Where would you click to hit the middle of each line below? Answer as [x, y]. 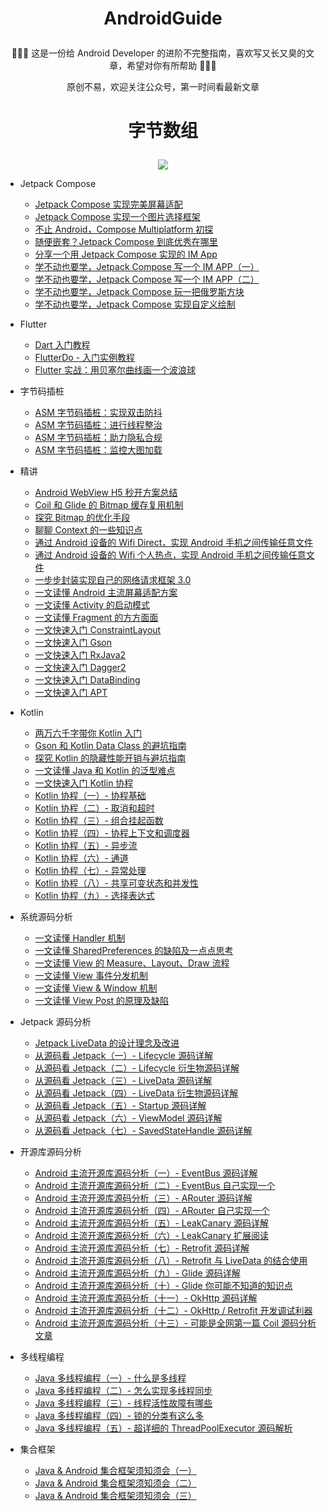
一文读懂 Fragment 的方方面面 [96, 618]
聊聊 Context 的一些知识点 [88, 530]
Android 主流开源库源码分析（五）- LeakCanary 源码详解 [152, 1223]
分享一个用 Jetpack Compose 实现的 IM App [126, 254]
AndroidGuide [163, 18]
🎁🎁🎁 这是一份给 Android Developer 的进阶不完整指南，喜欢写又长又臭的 [159, 53]
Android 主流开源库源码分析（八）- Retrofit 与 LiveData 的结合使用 [171, 1261]
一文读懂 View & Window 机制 [96, 988]
